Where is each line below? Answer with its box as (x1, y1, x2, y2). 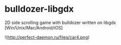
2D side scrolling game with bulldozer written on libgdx (4, 20, 116, 25)
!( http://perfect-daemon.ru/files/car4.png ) (4, 34, 90, 40)
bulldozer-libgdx (4, 3, 74, 15)
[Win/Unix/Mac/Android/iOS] (4, 24, 63, 30)
